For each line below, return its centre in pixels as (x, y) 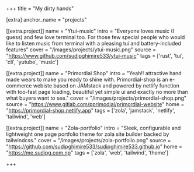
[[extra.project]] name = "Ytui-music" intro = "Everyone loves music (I (90, 31)
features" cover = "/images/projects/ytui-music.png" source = (81, 50)
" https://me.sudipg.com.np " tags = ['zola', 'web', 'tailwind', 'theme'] (87, 153)
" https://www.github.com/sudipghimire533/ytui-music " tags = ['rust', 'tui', (95, 56)
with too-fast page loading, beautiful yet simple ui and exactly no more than (97, 92)
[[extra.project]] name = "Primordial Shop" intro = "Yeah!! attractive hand (94, 73)
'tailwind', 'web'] (26, 117)
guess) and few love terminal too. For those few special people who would (96, 37)
